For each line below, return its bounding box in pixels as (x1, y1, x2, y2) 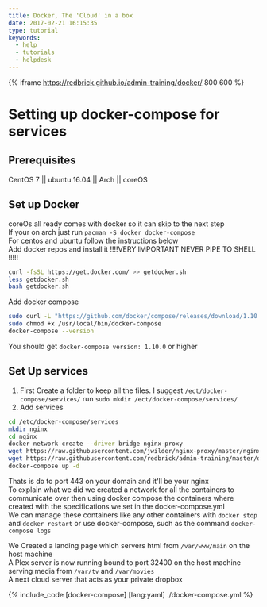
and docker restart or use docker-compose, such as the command (8, 518, 230, 528)
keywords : (8, 33, 41, 42)
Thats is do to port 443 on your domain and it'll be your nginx (8, 476, 209, 486)
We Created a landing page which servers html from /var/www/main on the (8, 540, 250, 550)
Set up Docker (8, 198, 80, 211)
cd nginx (8, 432, 37, 440)
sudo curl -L (8, 313, 52, 321)
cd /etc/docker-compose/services (8, 417, 119, 425)
